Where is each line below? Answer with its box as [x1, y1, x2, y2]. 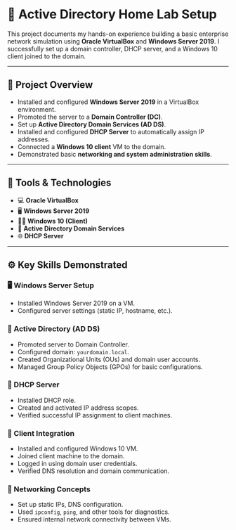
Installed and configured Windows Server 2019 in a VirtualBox [17, 98, 199, 106]
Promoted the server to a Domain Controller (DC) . [17, 112, 163, 121]
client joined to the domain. [7, 52, 86, 60]
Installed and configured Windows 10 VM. [17, 444, 138, 453]
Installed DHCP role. [17, 396, 76, 404]
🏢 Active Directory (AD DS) [7, 324, 100, 334]
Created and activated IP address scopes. [17, 403, 139, 412]
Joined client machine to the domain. [17, 452, 125, 460]
